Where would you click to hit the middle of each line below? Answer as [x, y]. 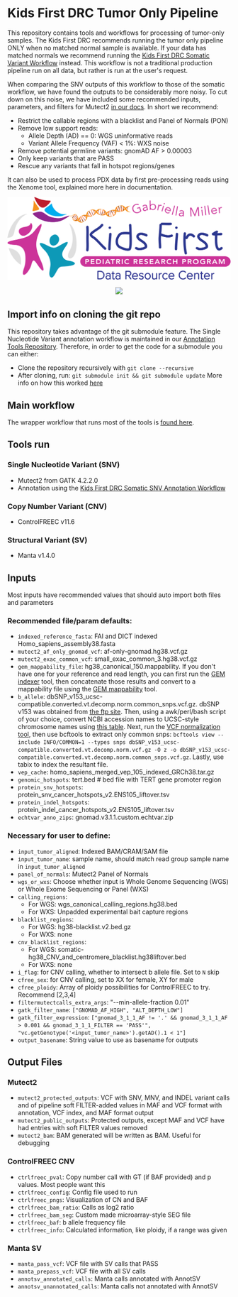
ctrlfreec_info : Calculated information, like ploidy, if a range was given [123, 1230]
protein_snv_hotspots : [50, 787]
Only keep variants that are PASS [66, 158]
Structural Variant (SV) [47, 540]
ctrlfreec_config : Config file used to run [78, 1192]
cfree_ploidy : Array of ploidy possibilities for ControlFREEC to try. [114, 987]
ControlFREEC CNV [41, 1161]
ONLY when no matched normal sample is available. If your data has [107, 48]
